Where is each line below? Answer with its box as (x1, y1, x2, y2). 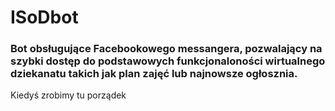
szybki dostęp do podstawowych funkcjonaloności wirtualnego (10, 54, 326, 68)
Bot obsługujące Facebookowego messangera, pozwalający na (10, 42, 323, 56)
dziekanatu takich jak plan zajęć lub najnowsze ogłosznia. (10, 67, 298, 81)
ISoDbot (10, 6, 79, 29)
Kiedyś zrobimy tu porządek (10, 89, 127, 101)
